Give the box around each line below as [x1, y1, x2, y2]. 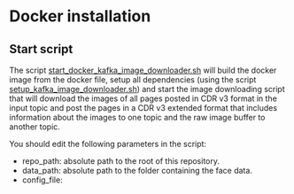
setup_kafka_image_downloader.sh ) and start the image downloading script [9, 84, 285, 94]
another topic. [9, 121, 60, 132]
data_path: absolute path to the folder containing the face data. [21, 166, 252, 175]
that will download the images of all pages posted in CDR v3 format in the [9, 93, 277, 104]
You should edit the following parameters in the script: [9, 139, 206, 149]
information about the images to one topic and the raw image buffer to [9, 113, 266, 122]
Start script [9, 42, 73, 57]
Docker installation [9, 6, 151, 27]
